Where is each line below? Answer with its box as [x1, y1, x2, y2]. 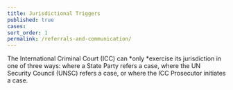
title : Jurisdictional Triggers [7, 10, 101, 17]
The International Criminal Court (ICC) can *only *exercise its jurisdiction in [7, 54, 222, 63]
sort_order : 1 [7, 29, 49, 36]
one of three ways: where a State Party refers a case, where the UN [7, 62, 201, 70]
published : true [7, 16, 54, 23]
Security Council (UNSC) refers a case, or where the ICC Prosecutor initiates [7, 69, 227, 78]
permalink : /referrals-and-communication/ [7, 36, 132, 43]
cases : [7, 23, 26, 30]
